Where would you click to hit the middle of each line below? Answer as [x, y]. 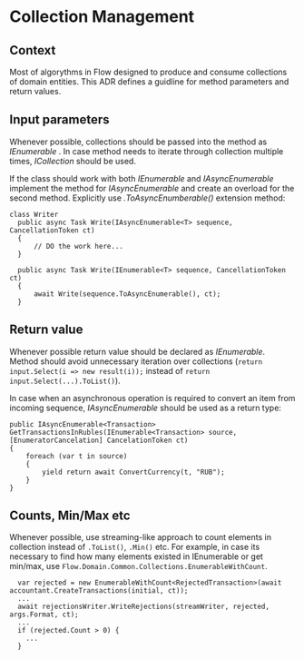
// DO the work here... [78, 246]
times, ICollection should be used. [73, 161]
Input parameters [60, 120]
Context [33, 50]
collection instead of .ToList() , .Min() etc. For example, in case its [135, 547]
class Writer [34, 214]
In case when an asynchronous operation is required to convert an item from [152, 398]
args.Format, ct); [44, 615]
